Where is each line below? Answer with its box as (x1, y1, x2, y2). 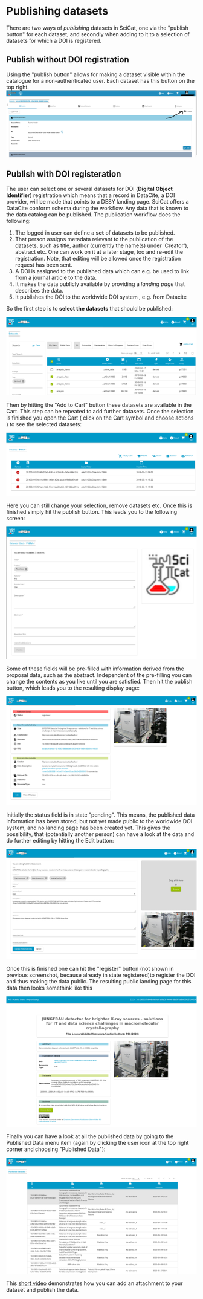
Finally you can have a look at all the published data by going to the (6, 1132, 174, 1140)
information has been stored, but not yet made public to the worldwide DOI (6, 817, 193, 824)
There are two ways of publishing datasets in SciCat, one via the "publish (6, 24, 188, 31)
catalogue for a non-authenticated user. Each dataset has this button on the (6, 77, 195, 84)
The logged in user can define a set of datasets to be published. (14, 228, 175, 236)
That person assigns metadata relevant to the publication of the (14, 235, 173, 242)
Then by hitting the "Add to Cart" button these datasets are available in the (6, 401, 192, 409)
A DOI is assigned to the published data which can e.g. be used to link (14, 267, 190, 274)
